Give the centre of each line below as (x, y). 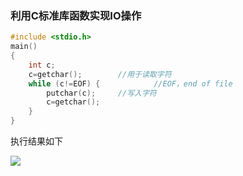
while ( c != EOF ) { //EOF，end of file (130, 83)
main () (24, 47)
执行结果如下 (36, 141)
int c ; (42, 65)
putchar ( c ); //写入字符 (101, 93)
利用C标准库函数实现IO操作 (76, 15)
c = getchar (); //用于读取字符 (100, 74)
